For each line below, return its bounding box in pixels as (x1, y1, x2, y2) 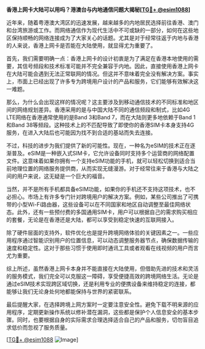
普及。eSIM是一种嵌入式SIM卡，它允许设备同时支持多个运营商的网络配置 (11, 150, 195, 156)
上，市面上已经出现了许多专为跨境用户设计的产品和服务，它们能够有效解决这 (6, 78, 199, 85)
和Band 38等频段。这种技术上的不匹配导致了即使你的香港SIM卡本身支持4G (6, 122, 194, 128)
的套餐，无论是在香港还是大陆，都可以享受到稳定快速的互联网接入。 (6, 216, 178, 223)
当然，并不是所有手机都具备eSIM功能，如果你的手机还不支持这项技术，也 (6, 186, 190, 193)
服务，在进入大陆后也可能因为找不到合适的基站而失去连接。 (6, 129, 156, 136)
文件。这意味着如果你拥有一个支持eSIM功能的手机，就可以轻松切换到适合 (6, 157, 190, 164)
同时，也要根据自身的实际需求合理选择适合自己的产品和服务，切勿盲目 (16, 316, 193, 323)
